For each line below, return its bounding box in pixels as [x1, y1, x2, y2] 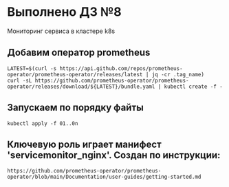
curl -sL [7, 77, 32, 84]
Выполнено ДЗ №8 [7, 4, 122, 20]
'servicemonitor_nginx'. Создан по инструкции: [7, 149, 221, 161]
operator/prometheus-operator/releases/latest [7, 71, 143, 78]
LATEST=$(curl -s [7, 65, 57, 72]
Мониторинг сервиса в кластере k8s [7, 27, 116, 35]
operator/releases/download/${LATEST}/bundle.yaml [7, 83, 155, 90]
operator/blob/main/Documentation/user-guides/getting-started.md [7, 173, 201, 181]
